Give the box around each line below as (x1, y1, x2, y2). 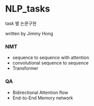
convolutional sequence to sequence (12, 60, 89, 66)
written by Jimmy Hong (5, 30, 53, 36)
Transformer (12, 65, 38, 71)
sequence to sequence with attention (12, 55, 89, 61)
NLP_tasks (5, 3, 50, 15)
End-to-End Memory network (12, 94, 73, 101)
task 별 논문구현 (5, 20, 36, 26)
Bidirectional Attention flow (12, 89, 68, 95)
